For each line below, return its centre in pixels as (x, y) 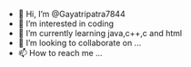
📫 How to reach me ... (60, 53)
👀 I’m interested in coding (66, 24)
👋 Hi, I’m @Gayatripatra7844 (71, 14)
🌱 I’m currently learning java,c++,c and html (100, 33)
